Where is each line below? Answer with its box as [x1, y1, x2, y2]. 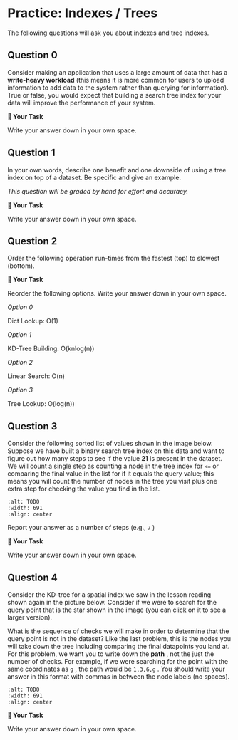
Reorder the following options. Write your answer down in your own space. [7, 289, 227, 298]
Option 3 [7, 386, 33, 395]
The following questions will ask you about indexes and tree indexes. [7, 28, 209, 37]
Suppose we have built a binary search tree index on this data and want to [7, 447, 225, 455]
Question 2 [7, 235, 58, 247]
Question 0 [7, 49, 58, 61]
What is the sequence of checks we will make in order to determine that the [7, 627, 229, 635]
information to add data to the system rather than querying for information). [7, 83, 229, 92]
